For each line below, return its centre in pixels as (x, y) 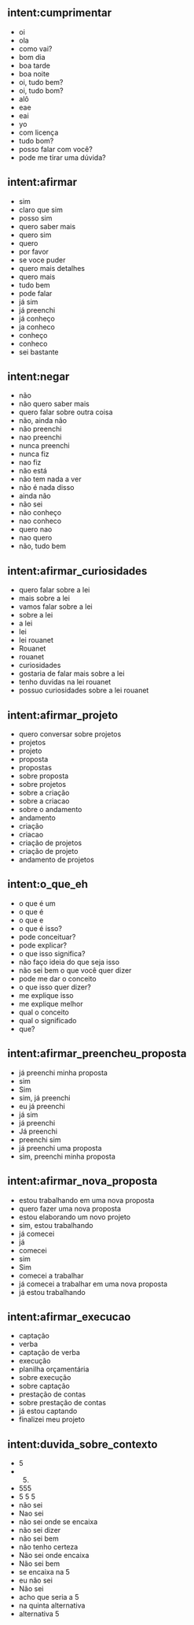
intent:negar (38, 377)
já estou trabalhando (52, 1292)
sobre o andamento (50, 810)
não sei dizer (40, 1530)
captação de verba (49, 1352)
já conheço (37, 318)
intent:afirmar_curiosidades (77, 571)
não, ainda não (43, 421)
